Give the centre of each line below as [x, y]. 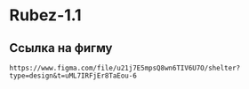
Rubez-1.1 [45, 15]
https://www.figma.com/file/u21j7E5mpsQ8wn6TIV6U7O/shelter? [125, 68]
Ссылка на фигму [61, 48]
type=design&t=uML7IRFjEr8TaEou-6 [73, 76]
